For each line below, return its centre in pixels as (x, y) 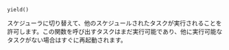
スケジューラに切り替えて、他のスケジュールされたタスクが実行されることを (114, 23)
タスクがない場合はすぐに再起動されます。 (67, 40)
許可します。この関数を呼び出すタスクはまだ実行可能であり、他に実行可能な (115, 31)
